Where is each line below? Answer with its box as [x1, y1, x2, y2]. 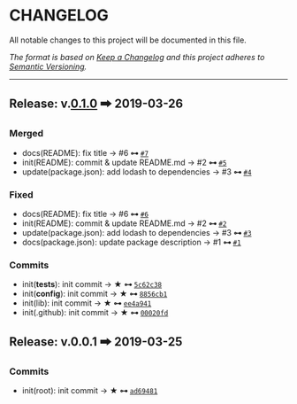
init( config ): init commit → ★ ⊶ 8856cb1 [21, 289, 168, 299]
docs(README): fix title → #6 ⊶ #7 [21, 147, 148, 158]
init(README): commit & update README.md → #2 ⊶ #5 [21, 157, 227, 167]
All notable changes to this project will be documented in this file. [9, 35, 247, 45]
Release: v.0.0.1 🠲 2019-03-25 [9, 334, 183, 349]
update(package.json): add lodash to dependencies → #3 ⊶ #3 [21, 227, 252, 237]
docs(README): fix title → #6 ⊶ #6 [21, 208, 148, 219]
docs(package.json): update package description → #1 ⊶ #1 [21, 237, 241, 247]
